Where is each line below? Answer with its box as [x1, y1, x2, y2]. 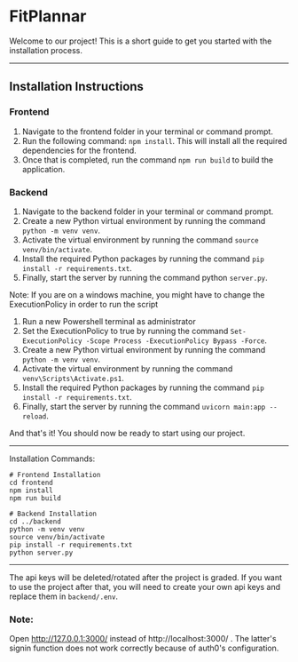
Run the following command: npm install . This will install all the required [21, 135, 287, 146]
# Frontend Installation [9, 470, 101, 479]
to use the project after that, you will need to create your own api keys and [9, 581, 281, 592]
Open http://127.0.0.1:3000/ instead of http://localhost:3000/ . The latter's [9, 634, 277, 644]
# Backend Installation [9, 509, 98, 518]
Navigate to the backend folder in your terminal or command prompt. [21, 206, 274, 217]
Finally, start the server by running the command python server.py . [21, 272, 268, 283]
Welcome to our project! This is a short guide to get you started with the [9, 36, 272, 46]
